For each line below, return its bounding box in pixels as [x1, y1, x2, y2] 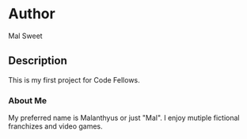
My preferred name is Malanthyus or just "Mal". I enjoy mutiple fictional [8, 113, 240, 123]
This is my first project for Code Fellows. [8, 75, 140, 84]
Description [8, 54, 67, 68]
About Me [8, 95, 47, 106]
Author [8, 5, 55, 23]
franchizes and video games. [8, 122, 103, 131]
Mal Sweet [8, 31, 43, 41]
